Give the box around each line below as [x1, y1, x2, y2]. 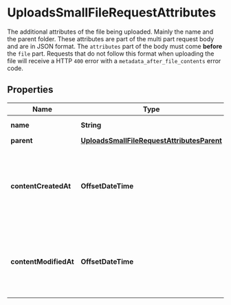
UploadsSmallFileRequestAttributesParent [80, 135, 222, 145]
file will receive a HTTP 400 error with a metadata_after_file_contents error [7, 56, 221, 65]
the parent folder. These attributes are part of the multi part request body [7, 34, 214, 43]
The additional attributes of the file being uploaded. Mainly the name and [7, 27, 214, 36]
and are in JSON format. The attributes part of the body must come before [7, 42, 223, 50]
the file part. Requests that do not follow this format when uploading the [7, 49, 214, 58]
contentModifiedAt [10, 256, 74, 266]
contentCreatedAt [10, 181, 71, 190]
